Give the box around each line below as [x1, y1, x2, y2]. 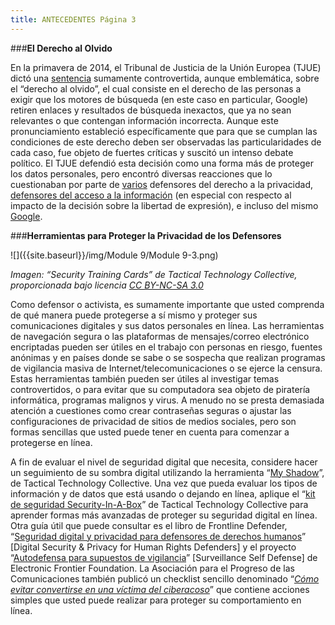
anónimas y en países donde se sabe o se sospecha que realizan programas [10, 351, 326, 363]
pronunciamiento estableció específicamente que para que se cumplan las [10, 125, 318, 137]
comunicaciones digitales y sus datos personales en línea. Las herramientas [10, 319, 325, 331]
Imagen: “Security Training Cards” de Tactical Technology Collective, [10, 268, 298, 280]
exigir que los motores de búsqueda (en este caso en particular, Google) [10, 93, 309, 105]
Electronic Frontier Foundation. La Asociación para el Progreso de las [10, 562, 295, 574]
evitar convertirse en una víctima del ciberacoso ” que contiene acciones [10, 583, 310, 595]
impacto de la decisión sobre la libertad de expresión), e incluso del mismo [10, 199, 319, 211]
